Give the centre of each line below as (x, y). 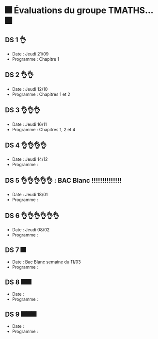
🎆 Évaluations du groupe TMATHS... (79, 10)
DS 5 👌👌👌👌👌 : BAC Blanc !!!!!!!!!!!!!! (63, 180)
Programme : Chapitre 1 (36, 59)
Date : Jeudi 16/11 (29, 124)
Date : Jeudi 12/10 (30, 89)
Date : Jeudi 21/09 (30, 54)
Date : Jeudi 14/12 (30, 159)
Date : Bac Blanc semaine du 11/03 (46, 262)
